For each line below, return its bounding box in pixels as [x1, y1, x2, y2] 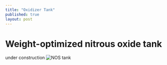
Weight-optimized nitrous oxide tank [5, 38, 162, 49]
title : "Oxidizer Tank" [5, 7, 55, 12]
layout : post [5, 16, 33, 21]
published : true [5, 12, 39, 17]
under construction [5, 54, 45, 60]
